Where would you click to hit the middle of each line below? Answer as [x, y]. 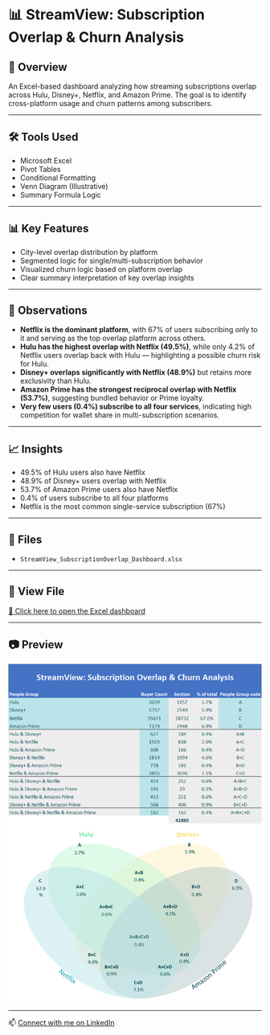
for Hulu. [35, 364]
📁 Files [25, 539]
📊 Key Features [49, 229]
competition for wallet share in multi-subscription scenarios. [119, 415]
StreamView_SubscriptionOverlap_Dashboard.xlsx [101, 560]
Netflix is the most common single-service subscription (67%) [123, 507]
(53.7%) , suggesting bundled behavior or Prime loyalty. [112, 398]
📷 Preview [36, 645]
